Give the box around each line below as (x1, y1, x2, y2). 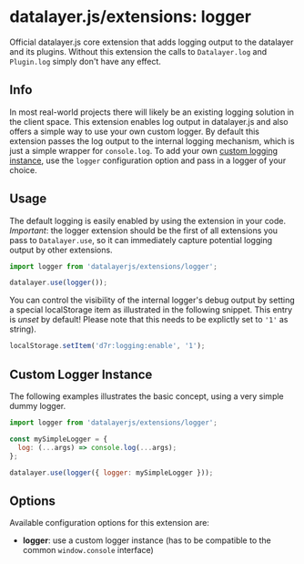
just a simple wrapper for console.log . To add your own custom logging (9, 145, 279, 156)
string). (9, 323, 36, 334)
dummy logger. (9, 401, 66, 411)
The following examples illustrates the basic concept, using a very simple (9, 391, 284, 402)
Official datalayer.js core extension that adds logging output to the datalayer (9, 36, 294, 47)
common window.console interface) (22, 545, 155, 556)
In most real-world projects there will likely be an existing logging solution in (9, 107, 294, 118)
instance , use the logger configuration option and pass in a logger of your (9, 155, 287, 166)
